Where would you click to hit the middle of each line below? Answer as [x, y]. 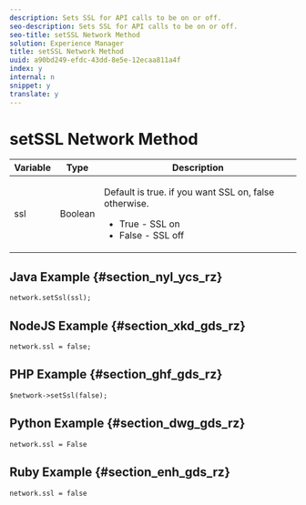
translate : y [34, 94]
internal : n [32, 77]
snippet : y [30, 86]
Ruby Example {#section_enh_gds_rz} [120, 473]
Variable [33, 167]
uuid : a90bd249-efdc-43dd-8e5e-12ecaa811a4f [95, 60]
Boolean [77, 214]
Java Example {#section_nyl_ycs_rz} [116, 277]
